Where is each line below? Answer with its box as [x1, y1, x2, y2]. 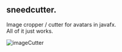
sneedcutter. [6, 5, 57, 15]
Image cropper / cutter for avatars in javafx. [6, 21, 116, 28]
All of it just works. [6, 27, 53, 34]
